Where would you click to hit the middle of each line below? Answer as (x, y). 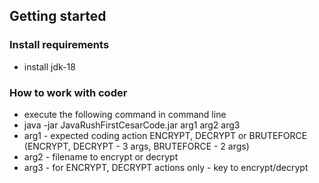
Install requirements (59, 45)
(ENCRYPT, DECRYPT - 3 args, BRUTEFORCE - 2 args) (136, 146)
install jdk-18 (49, 66)
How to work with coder (68, 92)
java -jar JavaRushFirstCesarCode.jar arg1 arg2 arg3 (132, 125)
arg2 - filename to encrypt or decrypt (101, 156)
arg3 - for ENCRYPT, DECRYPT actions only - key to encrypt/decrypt (166, 167)
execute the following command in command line (125, 114)
